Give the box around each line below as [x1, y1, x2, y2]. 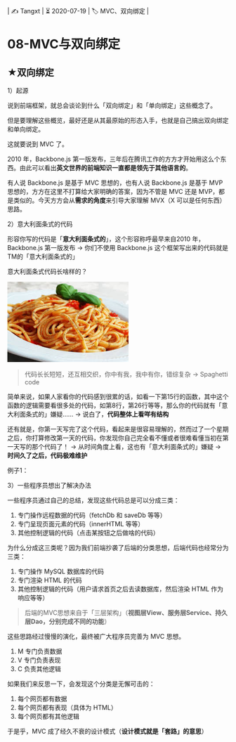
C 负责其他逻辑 [17, 665, 61, 673]
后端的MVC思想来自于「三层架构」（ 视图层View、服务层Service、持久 [24, 608, 228, 617]
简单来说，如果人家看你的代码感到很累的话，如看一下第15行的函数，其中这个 [7, 393, 229, 401]
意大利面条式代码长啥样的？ [7, 267, 88, 275]
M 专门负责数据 [17, 647, 63, 656]
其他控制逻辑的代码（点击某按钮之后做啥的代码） [17, 528, 159, 537]
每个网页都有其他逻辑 [17, 712, 79, 720]
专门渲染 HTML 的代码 [17, 576, 82, 584]
